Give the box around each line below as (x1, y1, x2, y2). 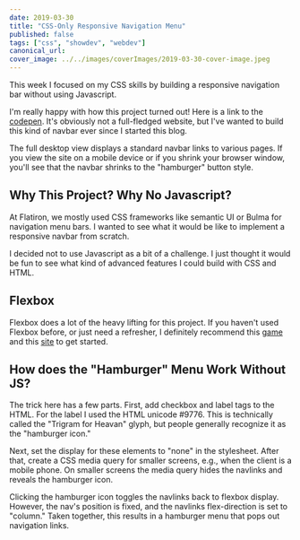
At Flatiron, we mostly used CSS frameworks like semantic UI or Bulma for (9, 212, 282, 222)
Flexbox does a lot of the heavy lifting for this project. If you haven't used (9, 317, 279, 327)
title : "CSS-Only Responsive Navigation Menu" (9, 22, 186, 30)
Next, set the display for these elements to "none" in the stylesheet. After (9, 446, 279, 457)
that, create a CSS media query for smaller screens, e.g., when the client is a (9, 455, 293, 466)
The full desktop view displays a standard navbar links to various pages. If (9, 143, 283, 153)
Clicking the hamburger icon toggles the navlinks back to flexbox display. (9, 492, 279, 502)
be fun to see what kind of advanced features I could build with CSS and (9, 257, 277, 268)
